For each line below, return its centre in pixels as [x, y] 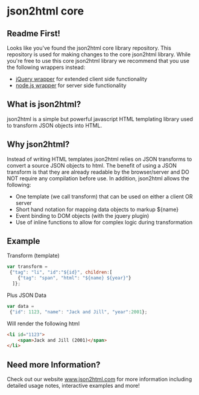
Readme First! [34, 34]
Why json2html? [38, 144]
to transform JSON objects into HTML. [54, 125]
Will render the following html [43, 323]
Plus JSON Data [27, 295]
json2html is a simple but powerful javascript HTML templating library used [100, 119]
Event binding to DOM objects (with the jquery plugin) [82, 215]
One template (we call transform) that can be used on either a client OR [104, 196]
